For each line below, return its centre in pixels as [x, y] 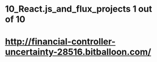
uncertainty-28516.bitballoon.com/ [78, 52]
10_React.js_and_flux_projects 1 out [78, 9]
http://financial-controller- [60, 42]
